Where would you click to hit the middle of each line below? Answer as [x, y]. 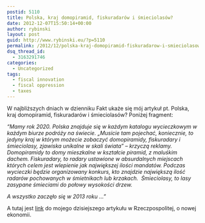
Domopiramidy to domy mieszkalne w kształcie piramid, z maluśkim [92, 152]
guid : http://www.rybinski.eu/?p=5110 [56, 40]
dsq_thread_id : [26, 52]
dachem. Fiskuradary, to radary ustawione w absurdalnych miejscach [95, 159]
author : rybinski [29, 29]
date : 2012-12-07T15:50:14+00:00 [49, 23]
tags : [14, 74]
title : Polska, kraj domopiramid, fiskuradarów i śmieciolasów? [90, 18]
